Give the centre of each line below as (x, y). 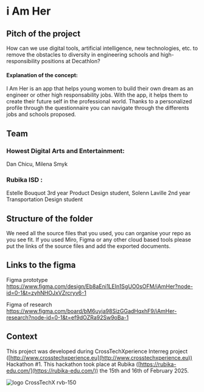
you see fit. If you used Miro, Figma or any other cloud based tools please (99, 239)
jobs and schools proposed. (41, 114)
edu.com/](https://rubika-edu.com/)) (52, 370)
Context (22, 336)
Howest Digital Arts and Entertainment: (65, 151)
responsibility (23, 61)
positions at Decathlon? (71, 61)
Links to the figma (41, 265)
